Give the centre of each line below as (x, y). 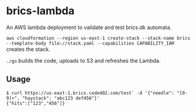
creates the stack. (28, 49)
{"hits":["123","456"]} (36, 103)
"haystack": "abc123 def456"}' (61, 98)
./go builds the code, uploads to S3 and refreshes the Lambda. (83, 60)
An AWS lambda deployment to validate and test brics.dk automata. (89, 27)
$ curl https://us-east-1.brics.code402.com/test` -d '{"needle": (90, 93)
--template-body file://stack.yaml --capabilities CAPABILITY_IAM (90, 43)
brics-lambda (40, 11)
